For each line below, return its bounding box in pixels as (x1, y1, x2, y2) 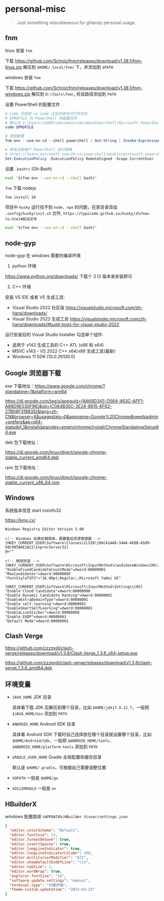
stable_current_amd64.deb (5, 454, 59, 460)
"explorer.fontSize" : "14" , (9, 874, 67, 878)
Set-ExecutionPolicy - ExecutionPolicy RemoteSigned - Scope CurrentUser (5, 156, 154, 161)
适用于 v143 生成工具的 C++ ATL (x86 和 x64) (12, 342, 104, 348)
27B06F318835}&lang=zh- (5, 408, 59, 414)
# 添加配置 (5, 134, 24, 139)
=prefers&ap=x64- (5, 419, 43, 425)
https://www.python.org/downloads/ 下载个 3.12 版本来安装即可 (5, 274, 133, 279)
